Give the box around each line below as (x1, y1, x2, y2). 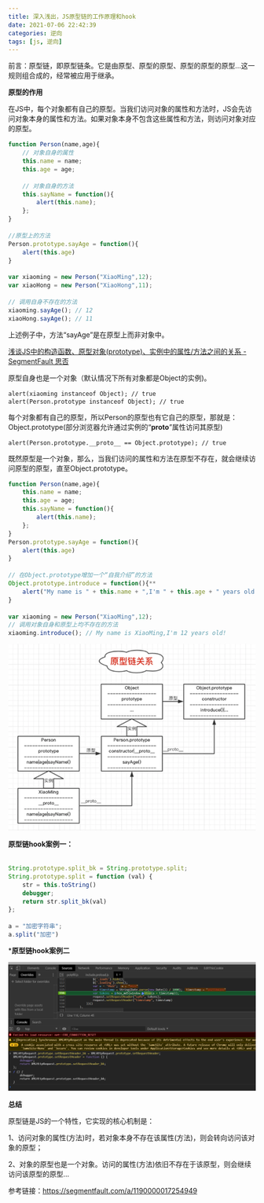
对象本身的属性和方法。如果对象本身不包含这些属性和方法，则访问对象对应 (14, 114, 256, 123)
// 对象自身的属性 (22, 149, 75, 157)
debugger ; (22, 889, 55, 897)
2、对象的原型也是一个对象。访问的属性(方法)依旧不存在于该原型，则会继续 (8, 1160, 251, 1169)
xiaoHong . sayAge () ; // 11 (8, 314, 93, 322)
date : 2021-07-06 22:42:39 (8, 20, 97, 29)
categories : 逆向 (8, 29, 63, 37)
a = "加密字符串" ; (8, 922, 63, 930)
